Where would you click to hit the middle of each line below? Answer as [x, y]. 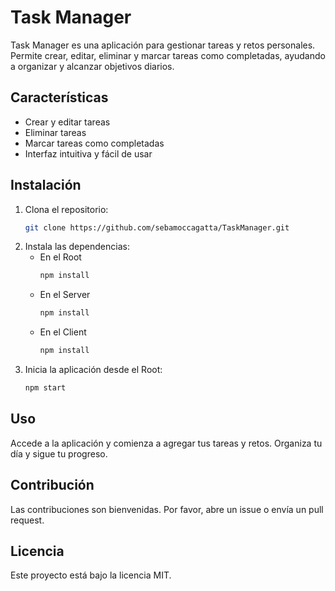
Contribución [52, 485]
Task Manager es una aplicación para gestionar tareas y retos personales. [163, 45]
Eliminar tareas [55, 132]
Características [59, 97]
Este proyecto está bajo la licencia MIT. [91, 575]
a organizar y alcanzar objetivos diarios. [92, 66]
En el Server [65, 295]
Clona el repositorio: [66, 209]
